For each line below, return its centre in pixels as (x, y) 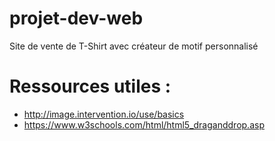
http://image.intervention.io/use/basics (104, 114)
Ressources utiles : (90, 86)
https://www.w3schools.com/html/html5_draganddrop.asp (144, 124)
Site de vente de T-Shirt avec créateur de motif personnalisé (134, 46)
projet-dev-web (76, 18)
